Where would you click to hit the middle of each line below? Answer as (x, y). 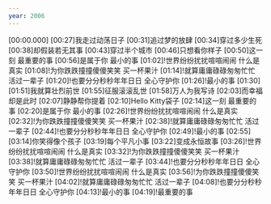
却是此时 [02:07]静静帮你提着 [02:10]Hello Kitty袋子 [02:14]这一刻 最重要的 (133, 100)
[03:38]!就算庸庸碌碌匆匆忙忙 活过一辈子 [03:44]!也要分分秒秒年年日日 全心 (134, 161)
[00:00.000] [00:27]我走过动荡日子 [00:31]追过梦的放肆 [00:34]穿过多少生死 (135, 40)
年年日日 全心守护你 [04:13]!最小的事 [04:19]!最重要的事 (101, 192)
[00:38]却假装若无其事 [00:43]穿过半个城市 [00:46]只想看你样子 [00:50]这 (132, 50)
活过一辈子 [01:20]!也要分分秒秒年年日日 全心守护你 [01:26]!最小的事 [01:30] (135, 80)
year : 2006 (27, 16)
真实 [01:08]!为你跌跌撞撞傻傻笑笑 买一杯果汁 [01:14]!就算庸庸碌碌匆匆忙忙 (132, 70)
